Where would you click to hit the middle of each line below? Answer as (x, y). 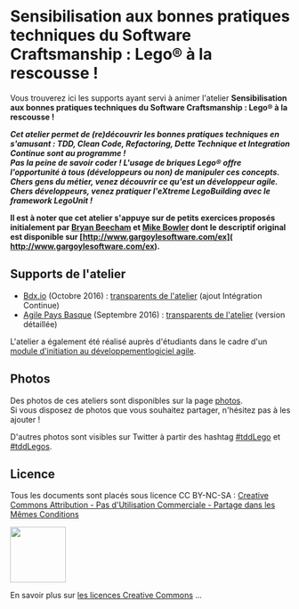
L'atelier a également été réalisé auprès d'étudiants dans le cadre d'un (139, 342)
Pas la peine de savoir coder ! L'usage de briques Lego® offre (126, 162)
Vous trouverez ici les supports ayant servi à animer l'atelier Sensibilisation (149, 98)
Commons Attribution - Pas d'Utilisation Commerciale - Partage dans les (143, 505)
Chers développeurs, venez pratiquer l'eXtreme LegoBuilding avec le (140, 191)
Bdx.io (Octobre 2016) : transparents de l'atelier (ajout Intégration (142, 295)
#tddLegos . (31, 446)
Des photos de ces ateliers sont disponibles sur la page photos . (127, 400)
